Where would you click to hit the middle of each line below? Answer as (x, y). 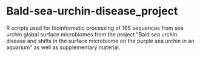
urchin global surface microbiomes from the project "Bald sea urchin (92, 34)
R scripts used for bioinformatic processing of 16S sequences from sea (95, 28)
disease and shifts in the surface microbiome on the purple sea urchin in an (100, 41)
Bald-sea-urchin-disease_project (92, 11)
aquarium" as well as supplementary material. (63, 47)
